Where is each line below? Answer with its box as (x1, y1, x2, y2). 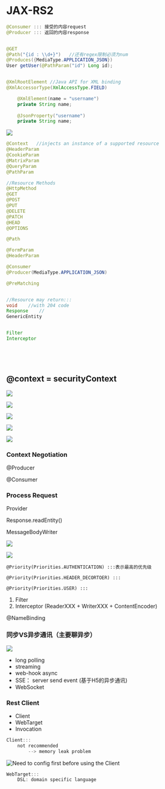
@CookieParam (6, 152, 40, 158)
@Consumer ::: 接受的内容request (6, 24, 86, 30)
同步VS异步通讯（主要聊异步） (6, 631, 96, 639)
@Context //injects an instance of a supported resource (6, 141, 160, 147)
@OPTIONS (6, 225, 29, 231)
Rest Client (6, 698, 40, 707)
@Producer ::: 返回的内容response (6, 29, 90, 35)
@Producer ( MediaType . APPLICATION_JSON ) (6, 269, 108, 276)
